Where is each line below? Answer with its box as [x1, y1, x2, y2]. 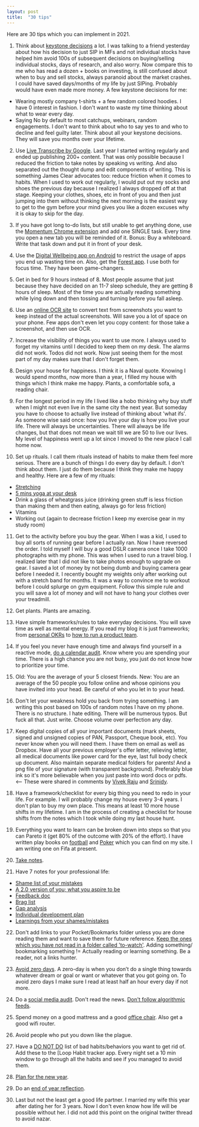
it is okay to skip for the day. [15, 210, 84, 217]
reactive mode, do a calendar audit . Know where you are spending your [15, 649, 190, 656]
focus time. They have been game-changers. [15, 264, 125, 272]
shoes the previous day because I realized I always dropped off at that [15, 184, 187, 191]
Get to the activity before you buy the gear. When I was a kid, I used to [15, 532, 187, 539]
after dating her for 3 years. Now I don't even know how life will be [15, 1102, 178, 1109]
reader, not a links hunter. [15, 954, 78, 961]
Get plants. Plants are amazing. [15, 607, 92, 614]
